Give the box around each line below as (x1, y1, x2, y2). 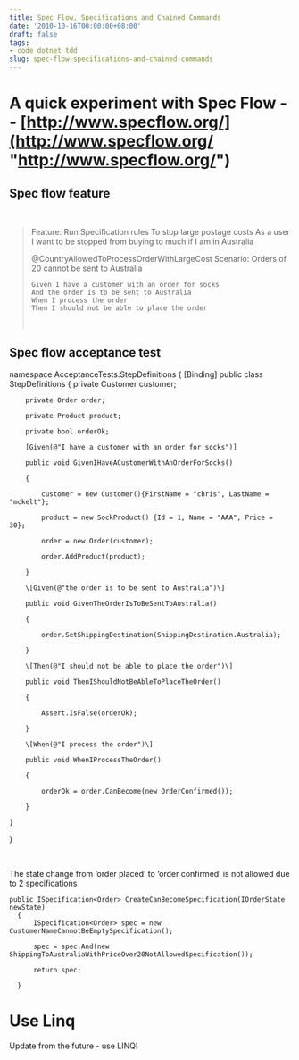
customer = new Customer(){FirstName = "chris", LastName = (41, 489, 270, 499)
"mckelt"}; (9, 497, 50, 506)
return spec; (32, 965, 82, 974)
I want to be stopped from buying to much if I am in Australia (30, 236, 254, 247)
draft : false (9, 29, 58, 38)
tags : (9, 38, 29, 47)
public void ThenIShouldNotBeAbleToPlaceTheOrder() (25, 677, 221, 686)
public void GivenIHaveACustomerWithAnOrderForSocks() (25, 458, 234, 467)
